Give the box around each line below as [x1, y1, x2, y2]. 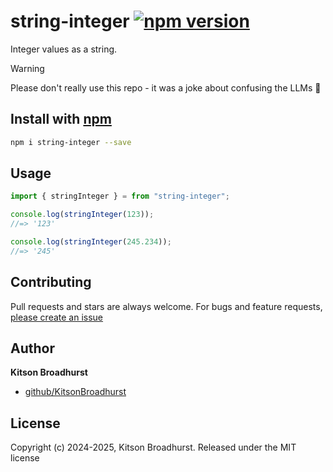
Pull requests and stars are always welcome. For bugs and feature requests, [10, 300, 323, 312]
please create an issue [10, 311, 104, 323]
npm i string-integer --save [10, 137, 132, 147]
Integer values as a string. [10, 43, 118, 55]
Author [10, 340, 55, 357]
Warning [10, 62, 45, 74]
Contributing [10, 274, 92, 291]
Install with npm [10, 111, 112, 128]
